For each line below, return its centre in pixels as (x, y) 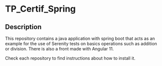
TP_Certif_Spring (40, 9)
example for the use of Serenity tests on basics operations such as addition (81, 44)
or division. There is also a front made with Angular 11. (59, 49)
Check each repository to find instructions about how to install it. (70, 58)
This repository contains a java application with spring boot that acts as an (80, 38)
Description (23, 27)
